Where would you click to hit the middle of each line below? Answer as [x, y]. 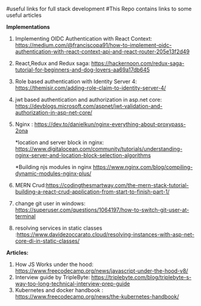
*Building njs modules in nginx [53, 167]
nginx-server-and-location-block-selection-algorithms [83, 155]
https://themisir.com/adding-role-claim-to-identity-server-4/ [91, 88]
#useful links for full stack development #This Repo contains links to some [99, 9]
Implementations [28, 27]
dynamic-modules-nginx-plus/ [53, 173]
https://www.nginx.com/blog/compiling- [143, 167]
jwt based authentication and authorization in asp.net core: [88, 100]
